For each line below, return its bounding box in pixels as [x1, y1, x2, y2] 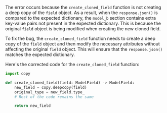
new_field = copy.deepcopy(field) [14, 85, 87, 90]
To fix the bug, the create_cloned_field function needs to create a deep [5, 35, 156, 41]
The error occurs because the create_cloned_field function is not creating [5, 5, 161, 10]
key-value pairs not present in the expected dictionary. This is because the [5, 20, 161, 26]
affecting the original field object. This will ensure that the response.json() [5, 46, 163, 52]
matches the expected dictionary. [5, 51, 75, 58]
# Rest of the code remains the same [14, 94, 94, 99]
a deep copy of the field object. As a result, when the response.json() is [5, 10, 158, 16]
